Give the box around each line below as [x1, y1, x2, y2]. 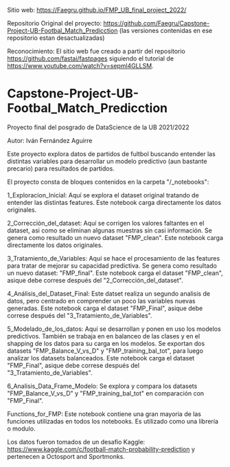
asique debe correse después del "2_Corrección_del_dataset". [7, 276, 183, 284]
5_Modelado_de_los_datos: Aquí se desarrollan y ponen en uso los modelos [7, 325, 221, 333]
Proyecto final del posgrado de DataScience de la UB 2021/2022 [7, 123, 190, 131]
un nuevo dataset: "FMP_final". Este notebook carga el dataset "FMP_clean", [7, 268, 223, 277]
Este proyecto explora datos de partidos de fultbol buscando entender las [7, 149, 216, 158]
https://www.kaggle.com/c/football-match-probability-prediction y [7, 445, 196, 453]
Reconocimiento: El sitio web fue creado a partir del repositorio [7, 47, 185, 55]
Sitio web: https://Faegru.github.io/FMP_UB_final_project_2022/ [7, 6, 187, 14]
